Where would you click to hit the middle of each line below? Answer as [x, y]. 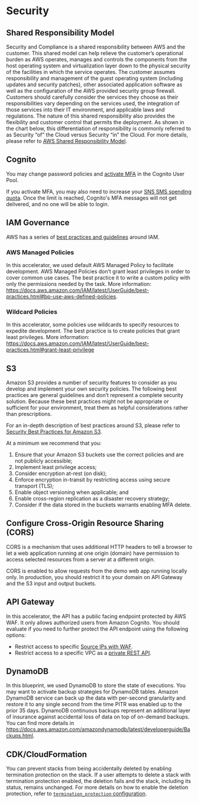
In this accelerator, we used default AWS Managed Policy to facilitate [90, 265]
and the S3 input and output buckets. [51, 583]
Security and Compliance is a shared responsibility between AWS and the [96, 47]
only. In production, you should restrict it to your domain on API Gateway [95, 577]
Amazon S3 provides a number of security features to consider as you [92, 383]
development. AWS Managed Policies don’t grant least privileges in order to [98, 271]
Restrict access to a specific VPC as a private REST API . [83, 653]
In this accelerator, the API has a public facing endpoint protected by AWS [96, 616]
